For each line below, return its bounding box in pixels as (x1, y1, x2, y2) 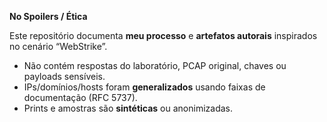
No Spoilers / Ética (9, 11, 88, 22)
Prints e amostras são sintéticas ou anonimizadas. (23, 102, 234, 114)
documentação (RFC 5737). (23, 92, 138, 103)
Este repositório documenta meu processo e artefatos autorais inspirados (9, 30, 318, 41)
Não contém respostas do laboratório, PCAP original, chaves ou (23, 60, 287, 71)
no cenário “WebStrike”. (9, 41, 108, 52)
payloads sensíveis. (23, 71, 106, 82)
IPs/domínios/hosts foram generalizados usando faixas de (23, 81, 266, 93)
